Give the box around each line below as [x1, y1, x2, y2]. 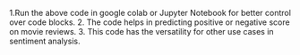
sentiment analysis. [9, 35, 81, 46]
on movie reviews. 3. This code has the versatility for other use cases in [9, 27, 275, 36]
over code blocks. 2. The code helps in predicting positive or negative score [9, 17, 290, 27]
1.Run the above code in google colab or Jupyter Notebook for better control [9, 8, 291, 18]
